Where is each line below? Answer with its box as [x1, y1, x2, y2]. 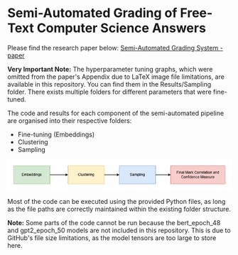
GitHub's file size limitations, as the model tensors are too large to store [7, 233, 217, 242]
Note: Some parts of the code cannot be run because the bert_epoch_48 [7, 218, 221, 227]
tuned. [7, 94, 26, 104]
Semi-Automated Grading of [7, 5, 178, 21]
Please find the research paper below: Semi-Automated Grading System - [7, 43, 224, 52]
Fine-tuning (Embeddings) [17, 130, 95, 139]
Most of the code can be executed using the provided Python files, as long [7, 197, 226, 205]
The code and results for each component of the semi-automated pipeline [7, 109, 225, 117]
